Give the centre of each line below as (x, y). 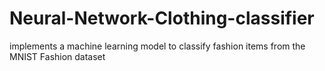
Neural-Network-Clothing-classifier (162, 18)
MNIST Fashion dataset (57, 56)
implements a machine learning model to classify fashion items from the (157, 46)
